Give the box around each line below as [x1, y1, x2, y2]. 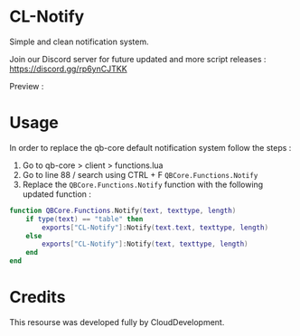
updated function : [22, 188, 92, 200]
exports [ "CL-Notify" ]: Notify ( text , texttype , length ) [42, 239, 248, 249]
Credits [9, 287, 66, 308]
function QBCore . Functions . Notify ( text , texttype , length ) [9, 206, 237, 215]
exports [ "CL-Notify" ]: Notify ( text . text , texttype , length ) [42, 223, 269, 232]
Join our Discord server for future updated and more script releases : [9, 53, 267, 64]
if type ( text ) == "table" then [25, 214, 144, 223]
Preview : [9, 80, 44, 91]
